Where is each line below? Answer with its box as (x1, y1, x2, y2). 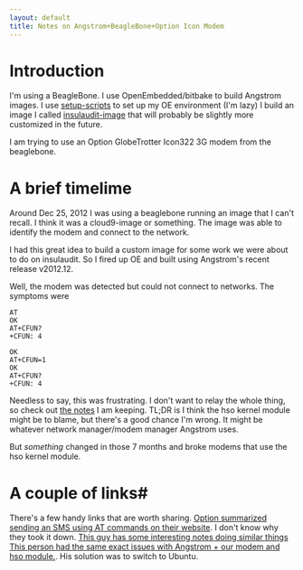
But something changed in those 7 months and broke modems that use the (9, 442, 288, 453)
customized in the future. (9, 119, 103, 130)
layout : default (9, 13, 71, 23)
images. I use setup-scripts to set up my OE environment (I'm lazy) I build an (9, 100, 295, 111)
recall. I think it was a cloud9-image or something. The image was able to (9, 218, 283, 229)
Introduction (9, 61, 105, 81)
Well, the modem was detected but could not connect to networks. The (9, 281, 274, 292)
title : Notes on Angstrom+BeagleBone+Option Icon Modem (9, 22, 224, 31)
